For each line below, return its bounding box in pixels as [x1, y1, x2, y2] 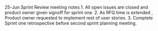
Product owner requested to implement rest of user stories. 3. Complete [4, 15, 153, 20]
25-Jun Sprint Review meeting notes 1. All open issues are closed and [4, 4, 148, 10]
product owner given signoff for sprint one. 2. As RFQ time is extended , [4, 9, 153, 15]
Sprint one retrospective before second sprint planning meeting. [4, 20, 137, 26]
